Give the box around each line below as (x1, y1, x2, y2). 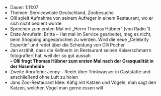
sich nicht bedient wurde (10, 20, 62, 26)
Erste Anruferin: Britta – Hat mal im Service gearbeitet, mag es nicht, (10, 31, 152, 37)
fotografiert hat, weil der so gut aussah (10, 53, 91, 59)
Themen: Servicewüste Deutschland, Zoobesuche (10, 10, 114, 16)
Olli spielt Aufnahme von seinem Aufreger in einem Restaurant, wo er (10, 15, 153, 21)
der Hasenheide (10, 63, 44, 69)
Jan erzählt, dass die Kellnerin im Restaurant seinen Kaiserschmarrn (10, 47, 152, 53)
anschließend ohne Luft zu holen (10, 74, 78, 80)
